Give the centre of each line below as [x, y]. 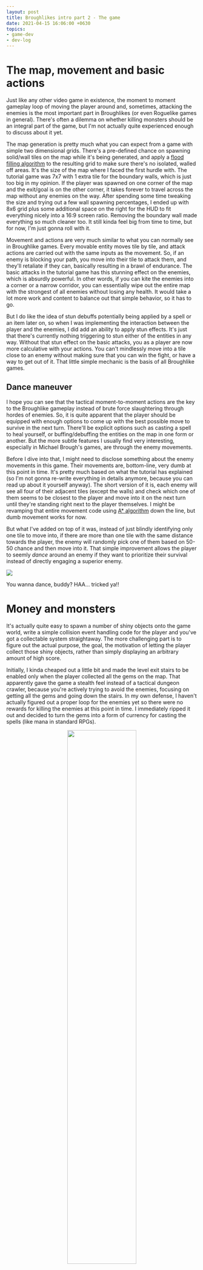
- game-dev [20, 35]
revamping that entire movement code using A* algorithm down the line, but [101, 510]
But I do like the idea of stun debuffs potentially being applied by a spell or [99, 316]
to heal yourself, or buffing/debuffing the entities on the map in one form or [100, 434]
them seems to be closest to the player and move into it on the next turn [96, 498]
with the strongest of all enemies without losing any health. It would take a [99, 291]
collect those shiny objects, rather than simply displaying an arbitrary [92, 651]
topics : [16, 29]
